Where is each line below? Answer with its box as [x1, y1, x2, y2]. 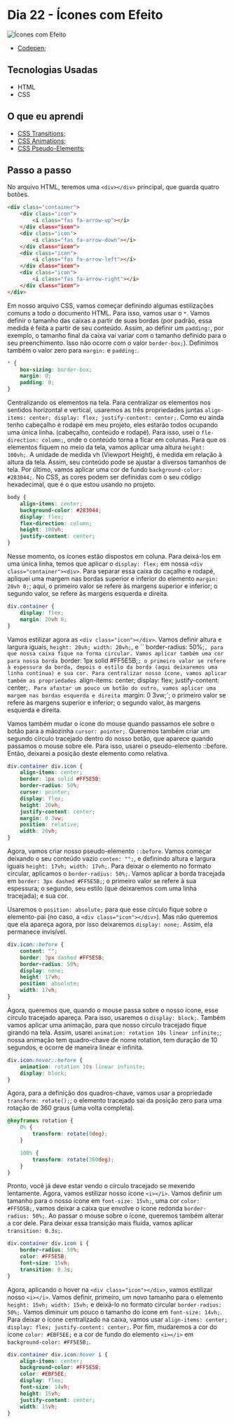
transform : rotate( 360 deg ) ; [32, 1156, 114, 1163]
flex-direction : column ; [20, 519, 92, 527]
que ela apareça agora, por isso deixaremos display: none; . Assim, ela [7, 920, 213, 928]
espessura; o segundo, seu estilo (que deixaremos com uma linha [7, 884, 198, 892]
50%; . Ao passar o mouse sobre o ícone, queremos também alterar [32, 1211, 224, 1220]
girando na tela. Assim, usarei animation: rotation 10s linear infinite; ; [7, 1028, 222, 1037]
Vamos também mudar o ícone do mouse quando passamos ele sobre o [7, 719, 215, 728]
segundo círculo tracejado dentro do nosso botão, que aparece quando [7, 734, 214, 742]
